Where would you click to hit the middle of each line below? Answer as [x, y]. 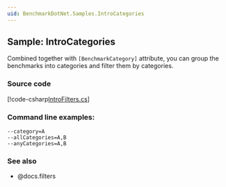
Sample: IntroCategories [62, 42]
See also [22, 161]
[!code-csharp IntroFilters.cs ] [49, 99]
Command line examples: [51, 117]
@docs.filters [37, 176]
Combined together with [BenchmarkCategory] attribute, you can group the [113, 58]
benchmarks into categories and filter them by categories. [90, 66]
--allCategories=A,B [37, 138]
